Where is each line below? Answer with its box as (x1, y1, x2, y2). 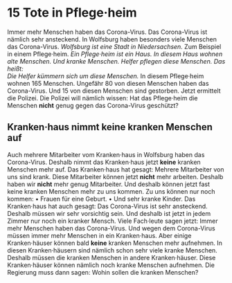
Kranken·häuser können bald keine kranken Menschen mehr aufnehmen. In (7, 239, 223, 247)
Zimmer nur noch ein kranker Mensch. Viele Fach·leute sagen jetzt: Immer (7, 217, 218, 225)
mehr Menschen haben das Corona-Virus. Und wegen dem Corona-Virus (7, 223, 216, 232)
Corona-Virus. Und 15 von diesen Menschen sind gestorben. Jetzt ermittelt (7, 86, 221, 95)
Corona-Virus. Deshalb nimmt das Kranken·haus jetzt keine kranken (7, 158, 201, 166)
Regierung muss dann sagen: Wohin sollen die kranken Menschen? (7, 268, 199, 276)
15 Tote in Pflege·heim (7, 5, 137, 21)
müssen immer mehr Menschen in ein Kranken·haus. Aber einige (7, 231, 192, 239)
